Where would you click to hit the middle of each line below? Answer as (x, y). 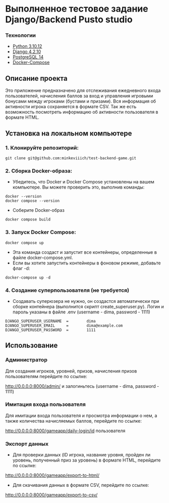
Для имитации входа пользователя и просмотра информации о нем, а (81, 416)
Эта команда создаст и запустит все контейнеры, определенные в (85, 252)
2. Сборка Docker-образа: (39, 171)
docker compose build (28, 220)
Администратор (26, 360)
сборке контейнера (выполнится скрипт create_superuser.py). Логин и (88, 306)
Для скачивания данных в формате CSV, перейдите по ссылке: (81, 485)
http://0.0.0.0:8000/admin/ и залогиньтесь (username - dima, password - (82, 386)
